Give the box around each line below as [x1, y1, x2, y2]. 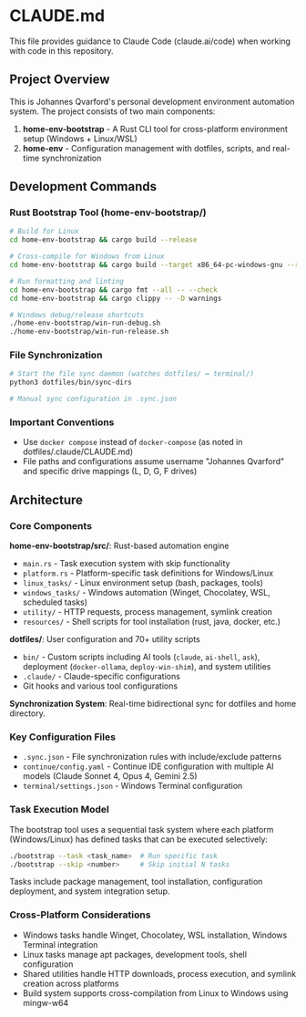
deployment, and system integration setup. [9, 886, 170, 897]
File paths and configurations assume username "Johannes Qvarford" [22, 456, 285, 467]
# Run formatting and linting [9, 276, 125, 285]
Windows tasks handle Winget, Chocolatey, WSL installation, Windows [22, 929, 288, 940]
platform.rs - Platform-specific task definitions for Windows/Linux [22, 567, 274, 579]
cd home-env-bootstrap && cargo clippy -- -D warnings [9, 294, 222, 303]
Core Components [9, 519, 93, 532]
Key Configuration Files [9, 731, 117, 743]
